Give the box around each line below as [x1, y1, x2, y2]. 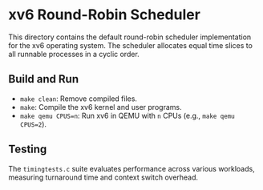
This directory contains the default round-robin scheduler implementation [8, 32, 252, 42]
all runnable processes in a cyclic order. [8, 49, 140, 59]
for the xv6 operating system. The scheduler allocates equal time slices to [8, 40, 253, 50]
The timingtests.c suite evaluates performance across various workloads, [8, 164, 255, 173]
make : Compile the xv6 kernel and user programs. [19, 102, 182, 111]
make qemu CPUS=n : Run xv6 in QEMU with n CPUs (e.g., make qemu [19, 111, 235, 120]
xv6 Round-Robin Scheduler [8, 6, 200, 24]
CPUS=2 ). [19, 119, 47, 129]
